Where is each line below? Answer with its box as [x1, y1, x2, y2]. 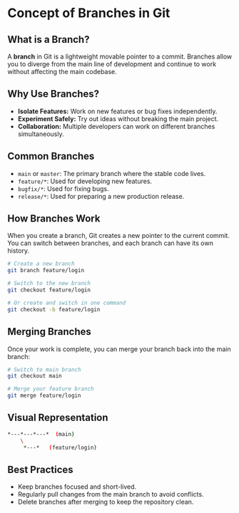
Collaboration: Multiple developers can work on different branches [17, 122, 215, 130]
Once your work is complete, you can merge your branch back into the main [7, 344, 231, 353]
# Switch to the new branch [7, 280, 91, 287]
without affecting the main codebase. [7, 68, 118, 76]
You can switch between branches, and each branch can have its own [7, 239, 214, 247]
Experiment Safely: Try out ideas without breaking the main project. [17, 114, 219, 123]
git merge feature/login [7, 392, 81, 400]
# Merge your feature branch [7, 385, 94, 393]
